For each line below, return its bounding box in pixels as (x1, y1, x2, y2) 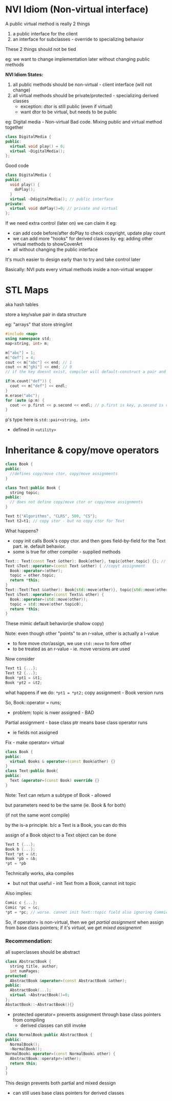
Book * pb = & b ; (5, 856, 38, 861)
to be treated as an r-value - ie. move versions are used (12, 646, 131, 652)
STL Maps (5, 285, 49, 296)
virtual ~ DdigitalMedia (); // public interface (10, 197, 114, 202)
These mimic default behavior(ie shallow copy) (5, 620, 104, 627)
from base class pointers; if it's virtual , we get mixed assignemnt (5, 925, 142, 931)
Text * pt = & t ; (5, 851, 38, 857)
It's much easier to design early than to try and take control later (5, 256, 141, 263)
